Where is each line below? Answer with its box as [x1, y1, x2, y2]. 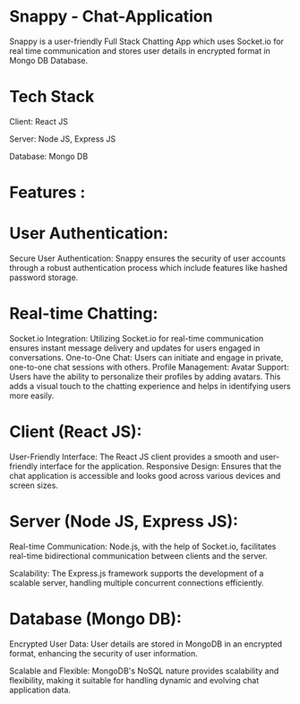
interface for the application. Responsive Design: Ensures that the [39, 460, 282, 472]
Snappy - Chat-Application [9, 6, 213, 27]
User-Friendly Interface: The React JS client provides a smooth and [9, 451, 258, 462]
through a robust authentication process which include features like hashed [9, 263, 288, 273]
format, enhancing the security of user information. [9, 648, 199, 658]
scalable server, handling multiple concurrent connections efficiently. [9, 577, 264, 588]
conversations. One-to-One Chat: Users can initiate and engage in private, [9, 352, 284, 362]
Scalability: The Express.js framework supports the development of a [9, 568, 264, 578]
